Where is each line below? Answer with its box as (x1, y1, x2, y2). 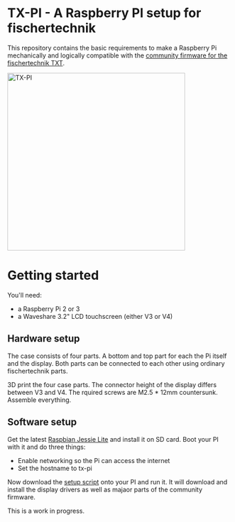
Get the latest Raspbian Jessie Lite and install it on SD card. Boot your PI (7, 435, 219, 443)
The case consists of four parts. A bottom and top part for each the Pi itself (7, 352, 227, 360)
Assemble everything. (7, 396, 72, 404)
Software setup (7, 416, 77, 428)
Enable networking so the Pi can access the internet (17, 456, 170, 464)
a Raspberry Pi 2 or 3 (17, 304, 80, 313)
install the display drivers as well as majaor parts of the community (7, 485, 203, 494)
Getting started (7, 268, 99, 283)
